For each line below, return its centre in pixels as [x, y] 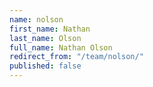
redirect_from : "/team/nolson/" [76, 57]
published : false [45, 66]
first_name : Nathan [50, 29]
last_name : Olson [45, 38]
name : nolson [36, 19]
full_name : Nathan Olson [61, 47]
